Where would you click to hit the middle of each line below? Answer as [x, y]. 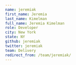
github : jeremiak [23, 42]
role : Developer [22, 28]
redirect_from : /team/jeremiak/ [38, 55]
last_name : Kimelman [26, 19]
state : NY [15, 37]
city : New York [21, 32]
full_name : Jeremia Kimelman [35, 23]
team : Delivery [21, 50]
